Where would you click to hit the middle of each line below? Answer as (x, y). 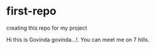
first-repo (31, 11)
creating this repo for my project (47, 28)
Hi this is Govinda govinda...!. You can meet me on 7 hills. (78, 39)
